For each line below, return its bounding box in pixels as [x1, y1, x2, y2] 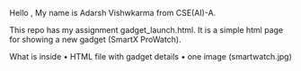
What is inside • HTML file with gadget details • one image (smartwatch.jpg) [9, 51, 292, 61]
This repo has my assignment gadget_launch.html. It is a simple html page [9, 25, 284, 35]
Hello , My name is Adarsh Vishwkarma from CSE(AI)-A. [9, 8, 217, 18]
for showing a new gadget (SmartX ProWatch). [9, 35, 181, 44]
